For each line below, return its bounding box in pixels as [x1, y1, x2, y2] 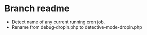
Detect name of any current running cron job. [11, 19, 105, 25]
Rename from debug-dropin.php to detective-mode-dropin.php [11, 24, 143, 30]
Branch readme [4, 3, 70, 14]
